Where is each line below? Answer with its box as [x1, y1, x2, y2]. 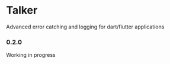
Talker [6, 4, 38, 17]
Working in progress [6, 52, 56, 59]
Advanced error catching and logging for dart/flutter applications [6, 23, 165, 30]
